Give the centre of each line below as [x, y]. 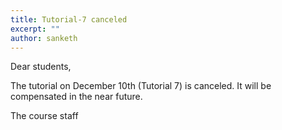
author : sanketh [44, 38]
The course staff [44, 116]
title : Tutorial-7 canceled [69, 19]
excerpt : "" [35, 29]
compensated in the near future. [76, 97]
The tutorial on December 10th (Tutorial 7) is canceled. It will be [141, 86]
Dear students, [41, 67]
